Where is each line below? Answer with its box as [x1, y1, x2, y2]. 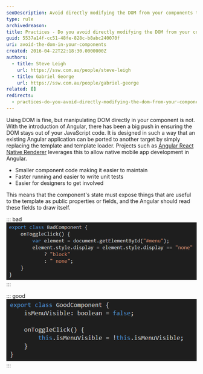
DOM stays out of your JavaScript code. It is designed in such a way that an [6, 129, 195, 136]
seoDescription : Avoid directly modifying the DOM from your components [6, 10, 193, 16]
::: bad [6, 215, 22, 223]
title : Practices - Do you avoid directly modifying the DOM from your [6, 29, 190, 35]
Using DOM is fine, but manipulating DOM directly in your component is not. [6, 116, 195, 123]
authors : [6, 54, 28, 60]
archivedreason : [6, 22, 47, 28]
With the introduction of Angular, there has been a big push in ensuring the [6, 123, 192, 130]
